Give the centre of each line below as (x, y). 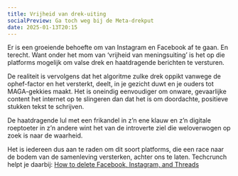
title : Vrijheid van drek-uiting (57, 14)
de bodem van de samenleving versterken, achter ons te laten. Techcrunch (117, 157)
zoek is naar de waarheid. (45, 135)
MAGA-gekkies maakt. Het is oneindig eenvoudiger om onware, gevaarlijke (117, 92)
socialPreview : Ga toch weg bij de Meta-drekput (81, 21)
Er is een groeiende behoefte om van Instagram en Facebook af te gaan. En (118, 48)
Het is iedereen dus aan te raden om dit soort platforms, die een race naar (116, 150)
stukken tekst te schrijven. (46, 107)
